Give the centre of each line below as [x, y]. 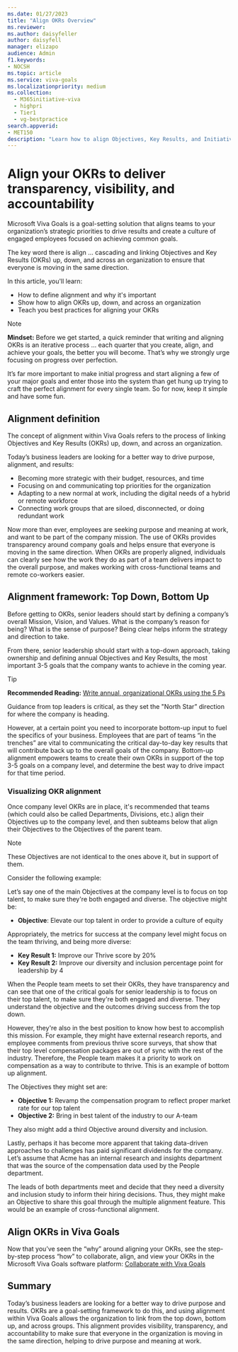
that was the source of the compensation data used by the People [103, 1166]
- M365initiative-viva [47, 100]
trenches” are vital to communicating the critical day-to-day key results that [118, 743]
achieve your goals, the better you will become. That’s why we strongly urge [119, 353]
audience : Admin [31, 54]
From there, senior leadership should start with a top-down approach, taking [119, 650]
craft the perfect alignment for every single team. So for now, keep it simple [118, 389]
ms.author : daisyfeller [42, 34]
